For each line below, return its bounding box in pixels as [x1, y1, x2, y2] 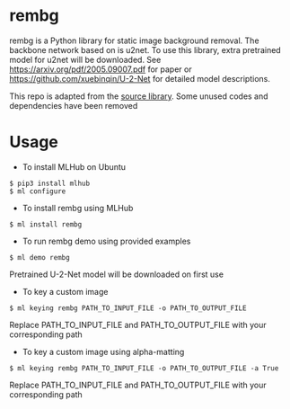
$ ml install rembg [9, 219, 83, 229]
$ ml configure [9, 186, 66, 196]
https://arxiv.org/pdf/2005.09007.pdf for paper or [9, 64, 192, 75]
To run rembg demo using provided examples [22, 236, 191, 246]
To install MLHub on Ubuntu [22, 161, 127, 172]
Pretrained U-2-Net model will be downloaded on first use [9, 269, 224, 280]
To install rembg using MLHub [22, 202, 134, 213]
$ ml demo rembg [9, 253, 70, 262]
